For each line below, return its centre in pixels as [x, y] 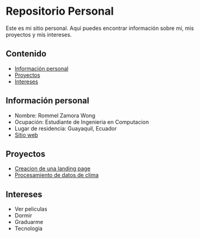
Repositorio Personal [60, 11]
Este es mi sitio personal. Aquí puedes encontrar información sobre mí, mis [100, 28]
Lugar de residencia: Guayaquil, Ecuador [66, 128]
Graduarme [29, 222]
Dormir [23, 215]
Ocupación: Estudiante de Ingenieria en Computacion [82, 122]
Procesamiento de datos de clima [56, 175]
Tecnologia [29, 229]
